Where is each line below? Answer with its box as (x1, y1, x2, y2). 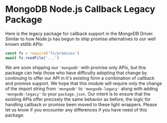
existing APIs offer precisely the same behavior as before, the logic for (5, 96, 151, 102)
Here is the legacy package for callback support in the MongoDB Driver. (5, 30, 154, 36)
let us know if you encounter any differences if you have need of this (5, 107, 147, 113)
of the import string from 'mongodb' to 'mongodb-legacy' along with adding (5, 86, 158, 92)
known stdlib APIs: (5, 41, 44, 47)
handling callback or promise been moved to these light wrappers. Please (5, 101, 157, 108)
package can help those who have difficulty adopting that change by (5, 70, 147, 76)
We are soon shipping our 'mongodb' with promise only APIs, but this (5, 64, 146, 70)
